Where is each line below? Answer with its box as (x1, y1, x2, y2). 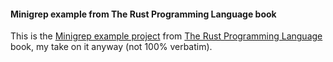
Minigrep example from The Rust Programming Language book (10, 8, 277, 20)
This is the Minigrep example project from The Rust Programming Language (10, 30, 323, 42)
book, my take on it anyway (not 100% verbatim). (10, 41, 213, 53)
